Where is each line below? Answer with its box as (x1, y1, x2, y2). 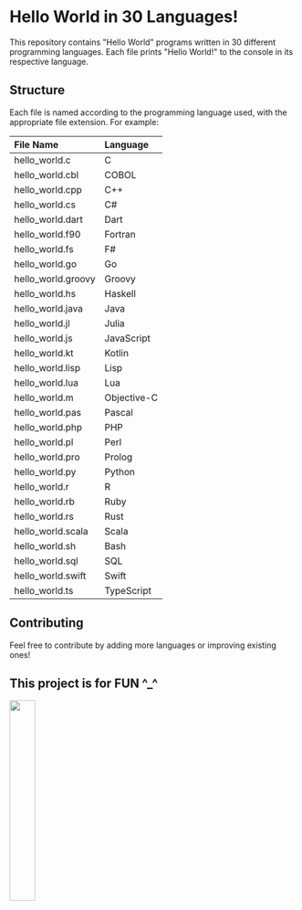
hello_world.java (14, 302, 84, 314)
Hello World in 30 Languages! (9, 6, 239, 27)
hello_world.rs (14, 510, 75, 523)
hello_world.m (14, 391, 75, 404)
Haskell (104, 287, 137, 300)
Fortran (104, 227, 136, 240)
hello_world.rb (14, 495, 76, 508)
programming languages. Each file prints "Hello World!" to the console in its (9, 46, 294, 57)
